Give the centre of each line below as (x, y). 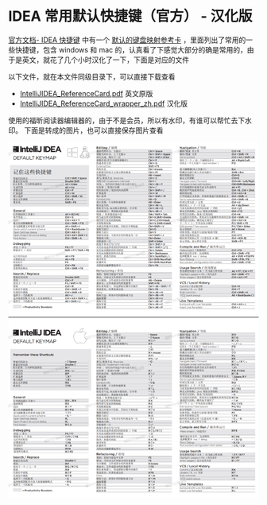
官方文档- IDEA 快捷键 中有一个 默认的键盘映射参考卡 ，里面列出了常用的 (127, 40)
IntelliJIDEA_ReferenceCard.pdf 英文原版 (86, 93)
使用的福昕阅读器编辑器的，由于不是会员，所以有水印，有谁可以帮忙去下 (126, 120)
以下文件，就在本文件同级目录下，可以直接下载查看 (92, 76)
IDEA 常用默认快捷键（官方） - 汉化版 (130, 16)
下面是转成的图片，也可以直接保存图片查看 (93, 130)
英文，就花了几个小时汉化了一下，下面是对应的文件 (105, 60)
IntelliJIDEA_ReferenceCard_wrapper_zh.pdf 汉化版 (104, 103)
